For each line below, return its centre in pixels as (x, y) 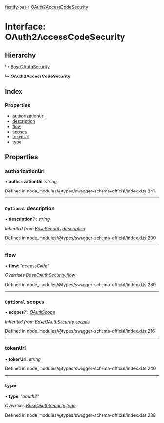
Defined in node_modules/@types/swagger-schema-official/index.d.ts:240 (81, 368)
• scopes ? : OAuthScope (30, 312)
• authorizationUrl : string (31, 182)
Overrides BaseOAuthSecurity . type (40, 405)
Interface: (26, 27)
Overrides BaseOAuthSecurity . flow (40, 275)
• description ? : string (28, 219)
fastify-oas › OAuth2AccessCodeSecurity (47, 7)
